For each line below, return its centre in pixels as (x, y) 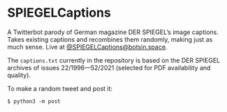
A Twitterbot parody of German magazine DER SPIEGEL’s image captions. (113, 32)
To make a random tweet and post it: (60, 88)
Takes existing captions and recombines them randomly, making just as (110, 39)
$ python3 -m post (34, 101)
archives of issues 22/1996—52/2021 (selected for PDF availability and (109, 67)
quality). (19, 75)
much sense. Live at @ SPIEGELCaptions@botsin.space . (87, 47)
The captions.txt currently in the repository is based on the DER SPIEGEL (114, 60)
